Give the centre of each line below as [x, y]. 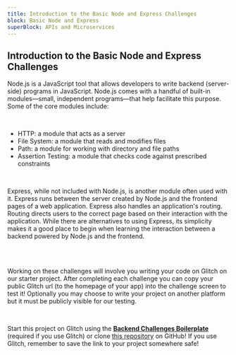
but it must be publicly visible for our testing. [72, 301]
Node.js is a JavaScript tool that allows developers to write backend [106, 84]
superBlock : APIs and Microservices [61, 27]
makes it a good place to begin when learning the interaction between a [111, 229]
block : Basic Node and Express [53, 21]
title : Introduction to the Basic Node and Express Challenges [102, 14]
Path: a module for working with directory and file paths [98, 149]
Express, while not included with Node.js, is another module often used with [117, 191]
